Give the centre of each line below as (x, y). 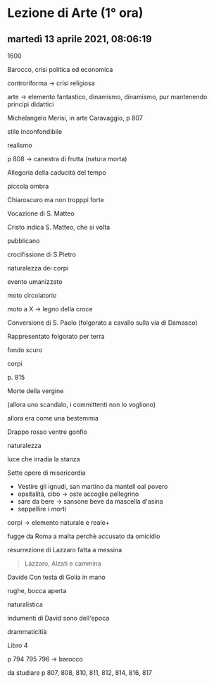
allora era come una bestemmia (53, 418)
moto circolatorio (32, 295)
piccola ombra (28, 186)
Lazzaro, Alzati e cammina (63, 564)
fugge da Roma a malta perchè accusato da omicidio (84, 536)
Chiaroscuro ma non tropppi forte (56, 200)
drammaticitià (27, 632)
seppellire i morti (42, 509)
